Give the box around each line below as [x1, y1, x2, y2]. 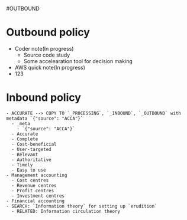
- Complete [11, 136, 38, 142]
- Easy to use [11, 167, 46, 173]
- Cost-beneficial [11, 141, 57, 147]
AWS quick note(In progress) [14, 64, 86, 71]
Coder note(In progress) [14, 45, 74, 52]
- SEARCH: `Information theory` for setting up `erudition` [6, 203, 158, 209]
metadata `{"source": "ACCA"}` [6, 115, 83, 122]
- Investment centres [11, 193, 65, 199]
